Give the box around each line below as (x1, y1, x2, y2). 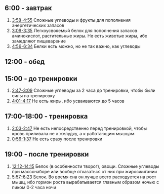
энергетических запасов (11, 22, 65, 28)
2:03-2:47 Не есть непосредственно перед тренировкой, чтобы (11, 125, 147, 131)
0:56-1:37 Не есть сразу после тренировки (11, 136, 103, 142)
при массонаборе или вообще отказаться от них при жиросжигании (11, 168, 157, 174)
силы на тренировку (11, 93, 55, 99)
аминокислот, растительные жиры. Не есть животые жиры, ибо (11, 33, 148, 39)
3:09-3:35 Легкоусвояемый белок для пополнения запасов (11, 27, 138, 34)
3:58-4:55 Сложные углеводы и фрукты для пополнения (11, 17, 131, 23)
